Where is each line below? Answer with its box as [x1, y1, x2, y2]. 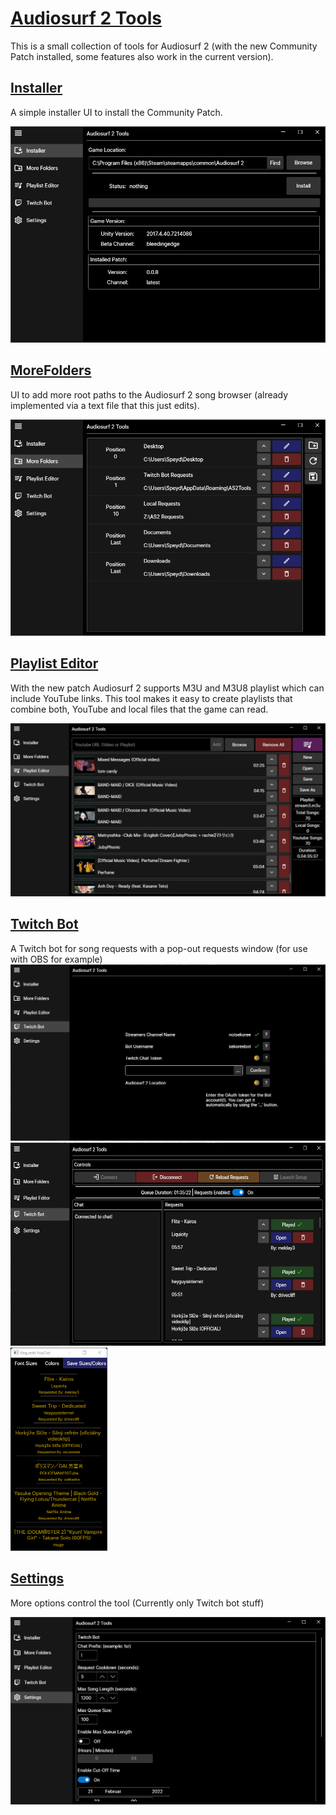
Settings [10, 1570, 65, 1587]
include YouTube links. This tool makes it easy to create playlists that [10, 692, 293, 704]
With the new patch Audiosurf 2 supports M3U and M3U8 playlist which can [10, 682, 325, 694]
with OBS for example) [10, 953, 103, 965]
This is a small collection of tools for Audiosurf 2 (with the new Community [10, 40, 318, 52]
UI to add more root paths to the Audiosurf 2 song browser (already [10, 388, 289, 401]
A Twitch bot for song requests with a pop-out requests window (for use [10, 942, 308, 954]
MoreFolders [10, 362, 92, 379]
